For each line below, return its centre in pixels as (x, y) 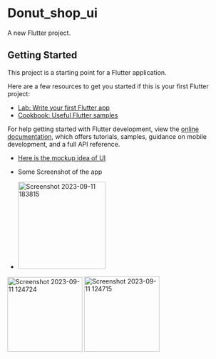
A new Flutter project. (39, 33)
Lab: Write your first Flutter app (64, 108)
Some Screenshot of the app (60, 172)
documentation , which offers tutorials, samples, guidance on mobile (107, 136)
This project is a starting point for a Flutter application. (87, 72)
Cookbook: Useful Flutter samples (68, 115)
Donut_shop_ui (53, 13)
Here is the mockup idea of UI (62, 157)
